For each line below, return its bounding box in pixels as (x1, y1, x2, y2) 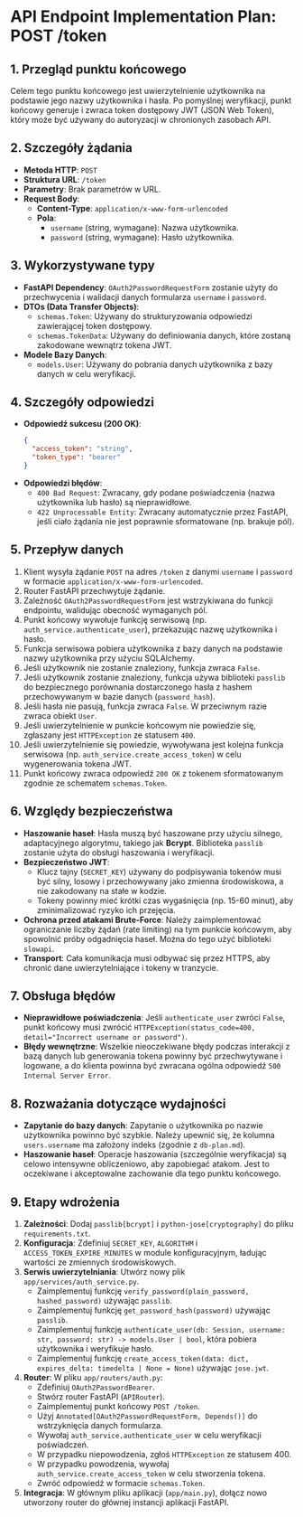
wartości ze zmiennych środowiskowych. (23, 1257, 177, 1267)
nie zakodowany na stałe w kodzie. (36, 885, 168, 896)
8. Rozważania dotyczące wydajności (10, 1096, 226, 1111)
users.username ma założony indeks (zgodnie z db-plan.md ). (23, 1139, 246, 1150)
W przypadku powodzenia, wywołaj (36, 1458, 170, 1469)
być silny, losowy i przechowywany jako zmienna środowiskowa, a (36, 875, 284, 887)
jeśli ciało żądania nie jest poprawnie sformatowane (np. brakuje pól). (36, 515, 295, 526)
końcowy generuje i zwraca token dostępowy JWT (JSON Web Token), (10, 105, 274, 115)
